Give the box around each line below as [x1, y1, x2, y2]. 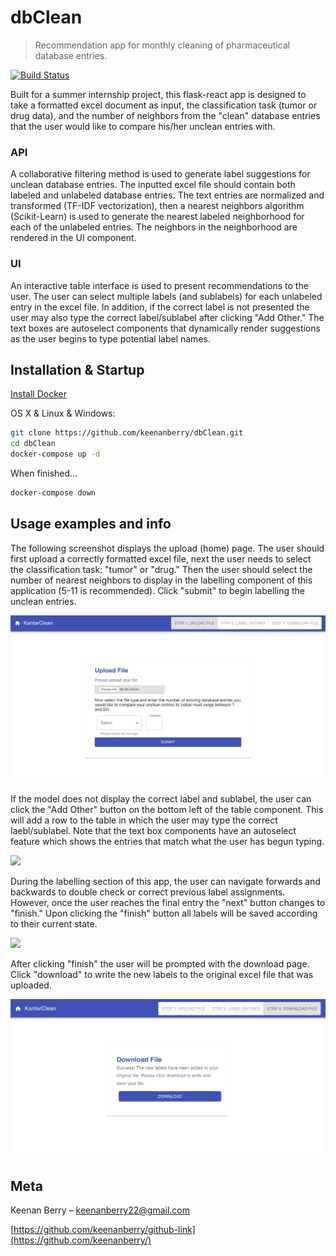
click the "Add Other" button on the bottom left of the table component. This [10, 803, 324, 815]
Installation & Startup [10, 361, 145, 378]
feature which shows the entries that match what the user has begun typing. [10, 835, 325, 847]
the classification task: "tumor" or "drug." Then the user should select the [10, 563, 313, 575]
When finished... [10, 467, 78, 479]
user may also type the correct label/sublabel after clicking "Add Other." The [10, 311, 325, 323]
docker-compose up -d [10, 449, 101, 460]
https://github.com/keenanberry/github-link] [13, 1224, 196, 1236]
